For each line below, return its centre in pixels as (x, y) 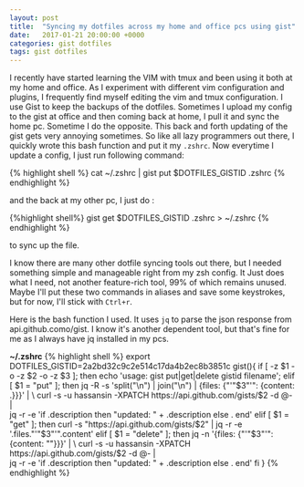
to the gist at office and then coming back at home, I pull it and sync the (145, 117)
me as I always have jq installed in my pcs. (89, 339)
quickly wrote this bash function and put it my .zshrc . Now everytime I (142, 146)
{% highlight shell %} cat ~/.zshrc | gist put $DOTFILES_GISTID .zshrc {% (147, 173)
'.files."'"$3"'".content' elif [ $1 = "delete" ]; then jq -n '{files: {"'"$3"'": (142, 434)
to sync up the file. (45, 245)
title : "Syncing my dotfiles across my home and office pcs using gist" (153, 26)
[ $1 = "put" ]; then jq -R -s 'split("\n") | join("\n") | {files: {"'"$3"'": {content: (152, 386)
